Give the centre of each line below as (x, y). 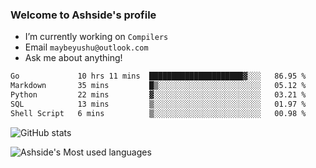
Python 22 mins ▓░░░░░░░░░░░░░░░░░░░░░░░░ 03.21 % (158, 95)
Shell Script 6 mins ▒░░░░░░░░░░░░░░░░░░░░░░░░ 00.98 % (158, 113)
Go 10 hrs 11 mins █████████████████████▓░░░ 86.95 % (158, 76)
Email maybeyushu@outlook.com (86, 47)
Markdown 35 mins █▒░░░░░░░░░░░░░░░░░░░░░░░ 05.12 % (158, 86)
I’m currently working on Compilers (96, 37)
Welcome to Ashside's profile (83, 15)
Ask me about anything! (73, 58)
